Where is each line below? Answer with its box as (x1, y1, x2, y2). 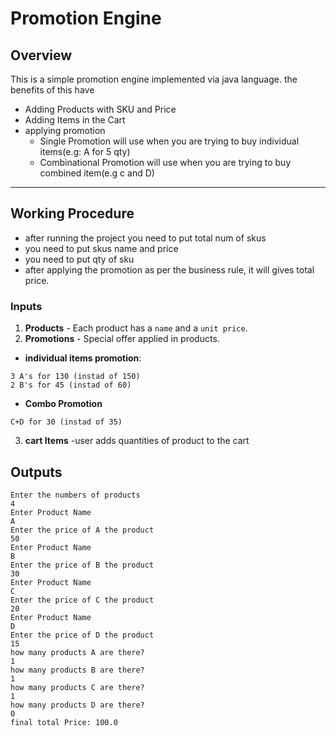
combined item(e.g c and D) (39, 167, 155, 179)
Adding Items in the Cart (24, 114, 126, 126)
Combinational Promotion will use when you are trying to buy (39, 157, 292, 168)
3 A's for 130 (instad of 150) (10, 372, 141, 382)
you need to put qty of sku (24, 253, 135, 265)
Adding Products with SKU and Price (24, 103, 177, 115)
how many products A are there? (10, 647, 145, 657)
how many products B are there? (10, 665, 145, 675)
